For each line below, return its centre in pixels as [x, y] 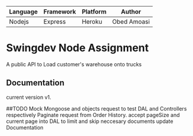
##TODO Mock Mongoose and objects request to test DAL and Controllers [97, 108]
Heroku [92, 22]
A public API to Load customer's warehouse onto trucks [74, 64]
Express [55, 22]
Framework [60, 12]
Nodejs [19, 22]
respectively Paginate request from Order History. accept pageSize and [93, 115]
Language [24, 12]
